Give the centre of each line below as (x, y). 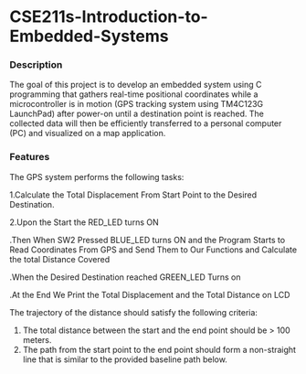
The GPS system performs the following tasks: (97, 176)
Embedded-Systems (89, 36)
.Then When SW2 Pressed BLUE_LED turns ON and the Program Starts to (148, 240)
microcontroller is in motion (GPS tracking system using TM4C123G (137, 104)
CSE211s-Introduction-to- (109, 17)
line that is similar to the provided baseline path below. (125, 359)
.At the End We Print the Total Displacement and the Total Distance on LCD (150, 294)
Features (30, 157)
